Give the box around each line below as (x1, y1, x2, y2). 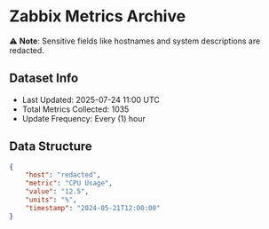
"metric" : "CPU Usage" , (25, 179, 114, 188)
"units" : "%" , (25, 195, 77, 205)
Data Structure (9, 139, 93, 154)
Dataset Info (9, 71, 79, 86)
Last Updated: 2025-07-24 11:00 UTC (21, 94, 160, 105)
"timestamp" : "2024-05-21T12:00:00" (25, 203, 162, 212)
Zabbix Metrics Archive (9, 6, 186, 27)
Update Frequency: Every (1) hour (21, 113, 146, 123)
